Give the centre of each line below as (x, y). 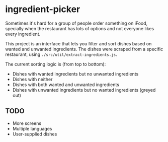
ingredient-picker (43, 9)
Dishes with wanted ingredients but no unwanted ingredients (75, 74)
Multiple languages (32, 128)
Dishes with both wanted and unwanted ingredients (66, 85)
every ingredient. (23, 34)
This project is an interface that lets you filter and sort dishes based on (78, 43)
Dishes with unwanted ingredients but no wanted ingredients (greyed (84, 90)
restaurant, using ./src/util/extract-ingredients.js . (61, 54)
